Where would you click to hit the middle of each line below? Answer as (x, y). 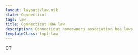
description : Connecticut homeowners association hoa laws (69, 29)
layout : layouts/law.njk (32, 10)
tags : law (16, 19)
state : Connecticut (26, 15)
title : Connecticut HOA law (35, 24)
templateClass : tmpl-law (32, 34)
